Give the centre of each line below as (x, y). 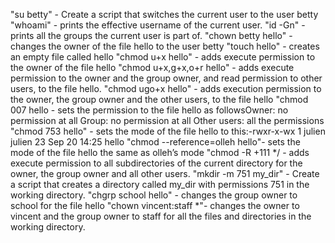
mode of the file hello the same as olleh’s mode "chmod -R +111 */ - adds (160, 152)
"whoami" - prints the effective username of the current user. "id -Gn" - (158, 25)
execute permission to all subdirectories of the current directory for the (156, 163)
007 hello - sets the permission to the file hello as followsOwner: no (149, 110)
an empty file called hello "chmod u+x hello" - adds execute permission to (163, 57)
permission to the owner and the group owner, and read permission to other (166, 78)
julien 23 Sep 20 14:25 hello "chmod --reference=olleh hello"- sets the (155, 142)
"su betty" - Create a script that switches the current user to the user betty (164, 14)
